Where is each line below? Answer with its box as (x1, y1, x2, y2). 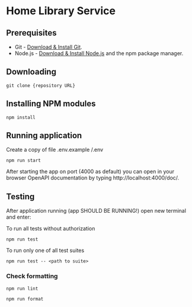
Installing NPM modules (6, 99, 96, 109)
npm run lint (6, 286, 39, 292)
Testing (6, 191, 35, 202)
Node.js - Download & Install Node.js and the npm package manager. (14, 50, 184, 57)
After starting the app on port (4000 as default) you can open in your (6, 168, 175, 175)
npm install (6, 114, 36, 120)
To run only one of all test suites (6, 247, 85, 254)
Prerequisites (6, 28, 57, 38)
